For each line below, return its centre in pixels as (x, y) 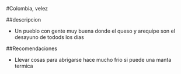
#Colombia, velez (27, 8)
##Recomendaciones (32, 48)
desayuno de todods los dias (49, 37)
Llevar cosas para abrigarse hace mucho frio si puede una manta (93, 60)
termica (24, 66)
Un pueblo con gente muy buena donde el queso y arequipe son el (95, 31)
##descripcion (24, 20)
